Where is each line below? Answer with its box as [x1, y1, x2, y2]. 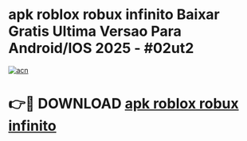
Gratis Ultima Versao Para [8, 22, 182, 40]
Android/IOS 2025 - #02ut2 [8, 40, 194, 57]
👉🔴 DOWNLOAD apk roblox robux [8, 95, 239, 112]
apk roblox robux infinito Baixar [8, 6, 221, 24]
